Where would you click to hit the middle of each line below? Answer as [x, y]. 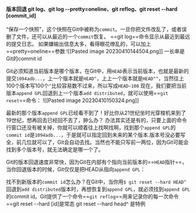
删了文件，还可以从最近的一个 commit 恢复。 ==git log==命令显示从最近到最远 [98, 37]
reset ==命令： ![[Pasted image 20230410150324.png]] [73, 100]
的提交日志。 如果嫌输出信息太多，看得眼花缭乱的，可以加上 [78, 44]
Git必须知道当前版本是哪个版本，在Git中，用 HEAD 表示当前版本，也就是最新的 [97, 71]
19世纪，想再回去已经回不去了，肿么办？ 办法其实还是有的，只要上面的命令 [97, 120]
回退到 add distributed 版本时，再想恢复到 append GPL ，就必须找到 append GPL [98, 189]
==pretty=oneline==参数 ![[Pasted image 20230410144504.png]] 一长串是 [96, 51]
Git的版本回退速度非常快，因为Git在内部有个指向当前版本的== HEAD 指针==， [97, 162]
